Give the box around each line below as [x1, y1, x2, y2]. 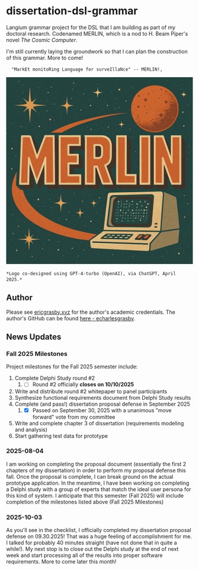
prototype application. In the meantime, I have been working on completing [6, 479, 190, 486]
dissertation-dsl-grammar [6, 4, 138, 18]
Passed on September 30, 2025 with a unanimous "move [32, 406, 172, 413]
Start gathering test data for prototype [14, 432, 108, 440]
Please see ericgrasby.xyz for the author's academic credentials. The [6, 308, 176, 316]
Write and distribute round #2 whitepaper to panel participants [14, 387, 168, 395]
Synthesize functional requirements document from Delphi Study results [14, 394, 191, 401]
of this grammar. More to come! [6, 54, 84, 61]
